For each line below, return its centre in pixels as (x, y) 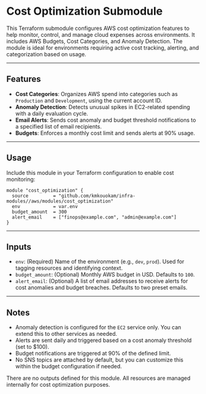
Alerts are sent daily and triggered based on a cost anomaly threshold (103, 340)
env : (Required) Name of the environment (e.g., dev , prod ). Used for (100, 262)
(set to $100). (32, 347)
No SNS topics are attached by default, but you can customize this (99, 360)
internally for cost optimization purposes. (58, 385)
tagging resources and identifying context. (69, 268)
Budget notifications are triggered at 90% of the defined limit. (93, 354)
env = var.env (45, 206)
